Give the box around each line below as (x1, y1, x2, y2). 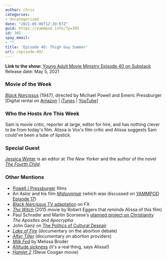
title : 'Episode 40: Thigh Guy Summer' (5, 45, 88, 50)
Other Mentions (5, 174, 44, 181)
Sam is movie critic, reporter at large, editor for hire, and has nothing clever (5, 121, 160, 128)
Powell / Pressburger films (12, 185, 67, 191)
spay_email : (5, 36, 30, 41)
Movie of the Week (5, 81, 52, 88)
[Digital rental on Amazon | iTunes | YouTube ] (5, 97, 98, 103)
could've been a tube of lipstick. (5, 132, 71, 138)
